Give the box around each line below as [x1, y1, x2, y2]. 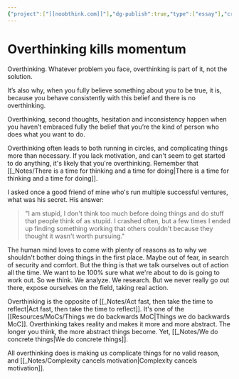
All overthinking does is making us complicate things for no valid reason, [7, 348, 221, 357]
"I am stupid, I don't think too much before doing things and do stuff [24, 209, 224, 218]
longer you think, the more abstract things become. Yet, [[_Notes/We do [7, 327, 218, 336]
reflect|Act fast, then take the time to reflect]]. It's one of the [7, 304, 185, 313]
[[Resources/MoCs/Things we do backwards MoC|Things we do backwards [7, 312, 230, 321]
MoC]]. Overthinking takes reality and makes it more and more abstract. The [7, 319, 231, 328]
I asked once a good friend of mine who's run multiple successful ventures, [7, 188, 229, 196]
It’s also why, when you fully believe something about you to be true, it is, [7, 86, 222, 95]
